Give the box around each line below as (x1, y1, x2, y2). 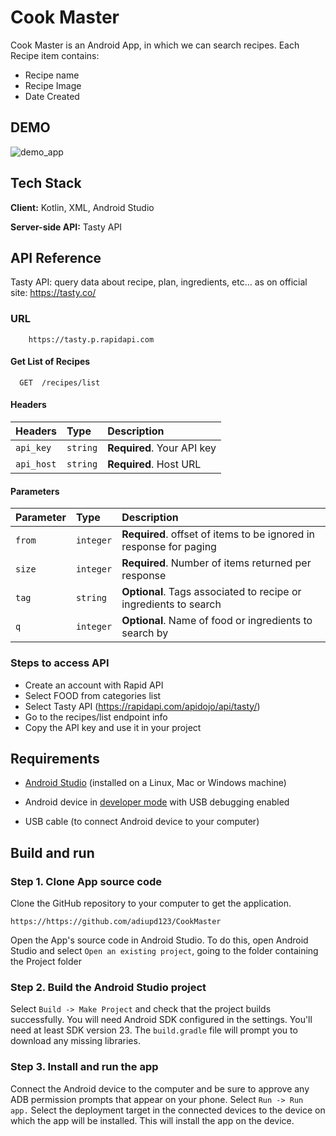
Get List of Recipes (10, 356, 91, 368)
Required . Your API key (107, 441, 217, 455)
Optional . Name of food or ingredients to (121, 614, 313, 628)
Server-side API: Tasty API (10, 221, 123, 233)
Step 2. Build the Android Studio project (10, 981, 207, 994)
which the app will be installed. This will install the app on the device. (10, 1114, 295, 1126)
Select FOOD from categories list (24, 689, 162, 701)
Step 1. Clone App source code (10, 874, 163, 888)
